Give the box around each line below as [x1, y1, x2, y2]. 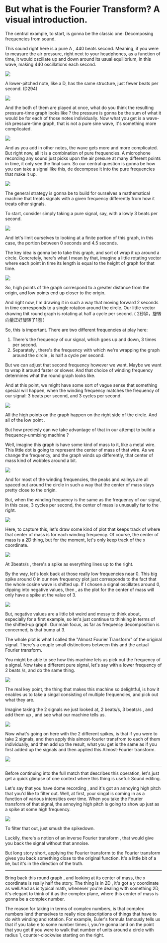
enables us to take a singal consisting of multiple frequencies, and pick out [5, 691, 159, 698]
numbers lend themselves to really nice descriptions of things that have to [5, 911, 157, 917]
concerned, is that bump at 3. [5, 626, 66, 633]
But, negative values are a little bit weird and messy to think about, [5, 611, 141, 617]
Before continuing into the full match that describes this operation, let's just [5, 770, 160, 776]
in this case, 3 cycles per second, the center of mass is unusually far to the [5, 502, 159, 508]
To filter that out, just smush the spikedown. [5, 825, 95, 831]
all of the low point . [5, 417, 46, 423]
